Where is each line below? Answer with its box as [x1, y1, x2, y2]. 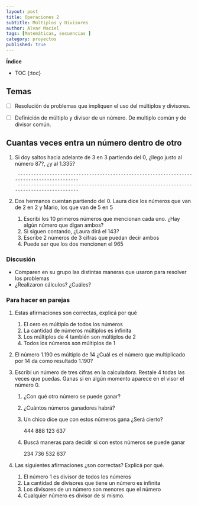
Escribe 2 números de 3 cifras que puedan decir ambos [23, 234, 160, 241]
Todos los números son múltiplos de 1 [23, 340, 116, 347]
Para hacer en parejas [6, 295, 70, 304]
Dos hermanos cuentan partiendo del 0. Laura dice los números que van [14, 197, 191, 204]
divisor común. [14, 121, 51, 128]
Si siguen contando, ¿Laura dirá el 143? [23, 227, 119, 234]
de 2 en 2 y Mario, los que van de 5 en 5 [14, 204, 113, 211]
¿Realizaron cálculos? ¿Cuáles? [14, 281, 92, 288]
